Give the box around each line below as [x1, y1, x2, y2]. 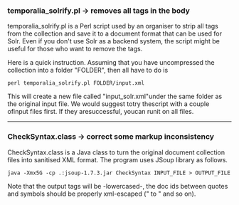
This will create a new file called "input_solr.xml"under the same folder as [7, 92, 223, 101]
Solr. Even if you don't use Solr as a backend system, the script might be [7, 37, 221, 46]
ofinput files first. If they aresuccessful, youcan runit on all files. [7, 107, 194, 116]
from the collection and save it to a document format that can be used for [7, 29, 223, 38]
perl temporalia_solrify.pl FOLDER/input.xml [7, 80, 144, 87]
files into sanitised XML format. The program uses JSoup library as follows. [7, 155, 228, 164]
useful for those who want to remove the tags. [7, 45, 143, 53]
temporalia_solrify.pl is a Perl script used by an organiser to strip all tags [7, 22, 218, 31]
